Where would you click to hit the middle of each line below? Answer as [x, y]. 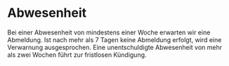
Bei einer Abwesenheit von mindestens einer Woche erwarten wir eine [109, 32]
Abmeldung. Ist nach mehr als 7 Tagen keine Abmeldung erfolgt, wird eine [115, 39]
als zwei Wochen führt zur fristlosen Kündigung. [77, 55]
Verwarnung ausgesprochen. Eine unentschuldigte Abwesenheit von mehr [115, 47]
